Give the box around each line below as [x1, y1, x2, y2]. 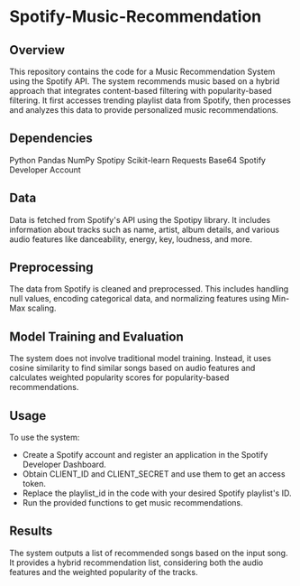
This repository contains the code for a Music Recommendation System [9, 66, 276, 77]
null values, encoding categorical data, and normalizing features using [9, 293, 270, 304]
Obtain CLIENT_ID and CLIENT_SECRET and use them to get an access [22, 469, 286, 479]
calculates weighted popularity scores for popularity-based [9, 372, 230, 383]
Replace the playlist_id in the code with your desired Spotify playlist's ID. [22, 488, 292, 498]
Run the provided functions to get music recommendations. [22, 498, 243, 508]
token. [22, 479, 47, 489]
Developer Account [9, 164, 81, 175]
